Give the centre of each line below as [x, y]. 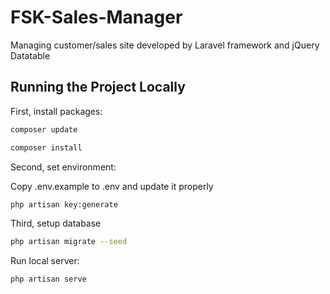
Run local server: [45, 261]
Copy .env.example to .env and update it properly [112, 186]
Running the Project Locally [98, 87]
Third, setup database [56, 223]
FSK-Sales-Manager [96, 17]
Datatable [30, 55]
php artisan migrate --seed [69, 242]
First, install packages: [56, 111]
